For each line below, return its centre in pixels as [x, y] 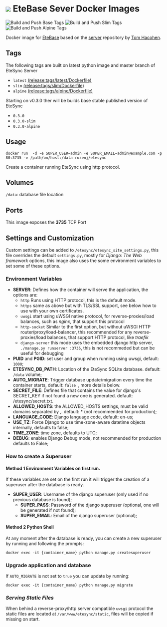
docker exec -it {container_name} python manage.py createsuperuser [78, 553]
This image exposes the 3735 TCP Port [46, 222]
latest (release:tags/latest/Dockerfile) [52, 80]
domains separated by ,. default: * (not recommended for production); [85, 412]
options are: [25, 295]
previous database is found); [42, 500]
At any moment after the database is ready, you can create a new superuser [83, 538]
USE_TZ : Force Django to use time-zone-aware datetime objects [79, 422]
